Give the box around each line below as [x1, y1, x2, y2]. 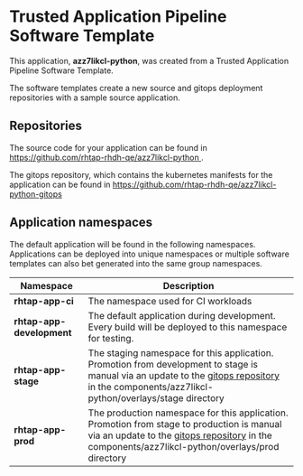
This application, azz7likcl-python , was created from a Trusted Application [9, 55, 289, 66]
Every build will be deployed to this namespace [87, 321, 288, 333]
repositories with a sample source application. [9, 92, 180, 103]
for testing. [87, 331, 134, 344]
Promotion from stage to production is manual [87, 417, 282, 430]
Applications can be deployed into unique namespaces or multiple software [9, 248, 290, 259]
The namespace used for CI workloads [87, 294, 252, 307]
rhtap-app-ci [14, 294, 74, 307]
